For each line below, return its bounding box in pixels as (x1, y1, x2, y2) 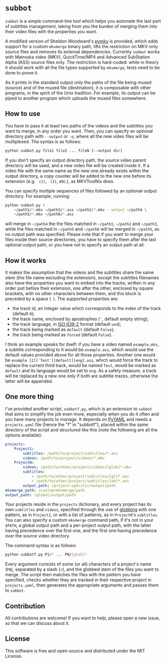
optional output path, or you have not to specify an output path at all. (5, 242, 145, 248)
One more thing (5, 393, 54, 401)
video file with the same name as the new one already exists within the (5, 168, 149, 174)
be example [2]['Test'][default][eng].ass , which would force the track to (5, 357, 158, 363)
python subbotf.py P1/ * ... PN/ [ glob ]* (5, 552, 87, 557)
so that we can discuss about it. (5, 620, 70, 626)
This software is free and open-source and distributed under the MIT (5, 648, 145, 654)
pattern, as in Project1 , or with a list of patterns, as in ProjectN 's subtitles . (5, 512, 159, 518)
